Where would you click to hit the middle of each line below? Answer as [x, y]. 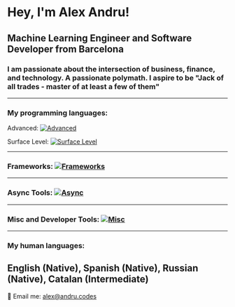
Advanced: [23, 128]
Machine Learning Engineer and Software [100, 38]
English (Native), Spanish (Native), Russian [103, 268]
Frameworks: [30, 167]
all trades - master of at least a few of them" [83, 86]
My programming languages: [58, 113]
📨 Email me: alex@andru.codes [52, 296]
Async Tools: [30, 193]
